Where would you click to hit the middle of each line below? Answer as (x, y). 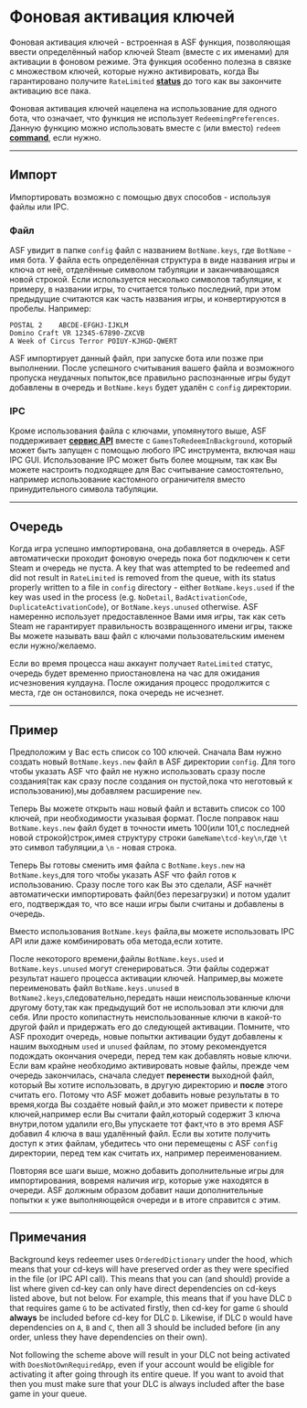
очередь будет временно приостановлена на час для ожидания (135, 673)
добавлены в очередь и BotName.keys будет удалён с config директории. (151, 388)
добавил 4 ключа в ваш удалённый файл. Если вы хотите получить (140, 1133)
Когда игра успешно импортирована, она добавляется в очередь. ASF (148, 549)
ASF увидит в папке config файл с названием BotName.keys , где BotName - (151, 251)
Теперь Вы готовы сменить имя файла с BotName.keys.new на (127, 865)
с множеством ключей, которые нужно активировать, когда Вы (134, 71)
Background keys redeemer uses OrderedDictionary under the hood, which (151, 1259)
